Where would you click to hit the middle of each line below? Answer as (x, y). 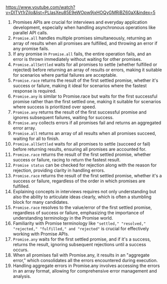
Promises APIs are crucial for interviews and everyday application (80, 22)
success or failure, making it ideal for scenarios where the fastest (80, 86)
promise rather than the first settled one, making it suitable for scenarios (87, 101)
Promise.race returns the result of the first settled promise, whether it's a (87, 176)
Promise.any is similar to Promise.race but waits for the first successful (85, 96)
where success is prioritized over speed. (54, 107)
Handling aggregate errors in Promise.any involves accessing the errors (86, 266)
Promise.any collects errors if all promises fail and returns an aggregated (87, 123)
